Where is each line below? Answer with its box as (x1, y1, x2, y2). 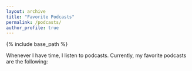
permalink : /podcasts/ (6, 19, 62, 25)
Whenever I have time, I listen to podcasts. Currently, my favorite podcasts (6, 52, 187, 59)
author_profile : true (6, 24, 59, 31)
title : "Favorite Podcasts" (6, 14, 75, 20)
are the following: (6, 58, 48, 65)
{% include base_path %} (6, 41, 68, 48)
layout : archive (6, 8, 46, 15)
